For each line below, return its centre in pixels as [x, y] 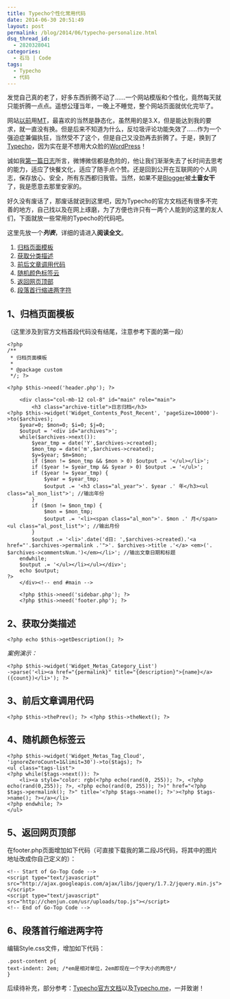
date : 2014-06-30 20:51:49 [46, 20]
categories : [24, 52]
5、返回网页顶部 [42, 833]
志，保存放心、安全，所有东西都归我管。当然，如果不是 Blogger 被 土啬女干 [111, 178]
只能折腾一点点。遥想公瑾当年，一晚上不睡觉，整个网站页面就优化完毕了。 [112, 106]
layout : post [26, 26]
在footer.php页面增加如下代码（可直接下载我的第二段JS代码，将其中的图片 [112, 850]
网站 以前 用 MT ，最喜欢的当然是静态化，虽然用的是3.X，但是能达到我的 [106, 121]
